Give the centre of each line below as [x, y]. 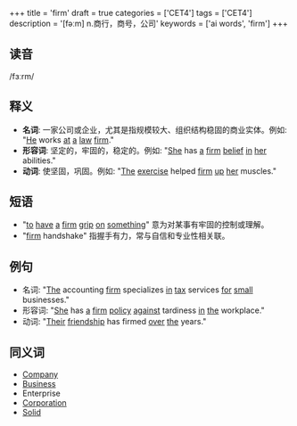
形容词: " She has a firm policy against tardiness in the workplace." [143, 310]
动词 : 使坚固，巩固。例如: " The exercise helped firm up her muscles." [149, 171]
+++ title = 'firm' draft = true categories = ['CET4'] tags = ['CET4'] [131, 13]
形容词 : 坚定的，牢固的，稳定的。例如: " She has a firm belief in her [144, 150]
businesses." [45, 300]
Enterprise [41, 393]
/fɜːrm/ [22, 76]
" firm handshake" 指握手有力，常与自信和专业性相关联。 [126, 236]
